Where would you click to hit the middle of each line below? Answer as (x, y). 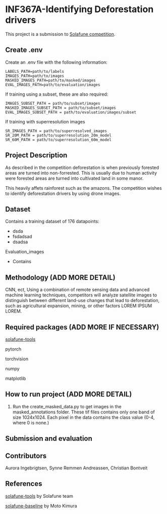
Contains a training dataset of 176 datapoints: (52, 222)
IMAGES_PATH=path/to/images (35, 76)
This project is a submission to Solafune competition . (60, 34)
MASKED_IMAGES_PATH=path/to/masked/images (50, 80)
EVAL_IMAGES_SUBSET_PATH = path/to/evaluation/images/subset (71, 112)
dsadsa (20, 242)
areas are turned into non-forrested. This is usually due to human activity (81, 173)
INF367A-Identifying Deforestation (79, 9)
